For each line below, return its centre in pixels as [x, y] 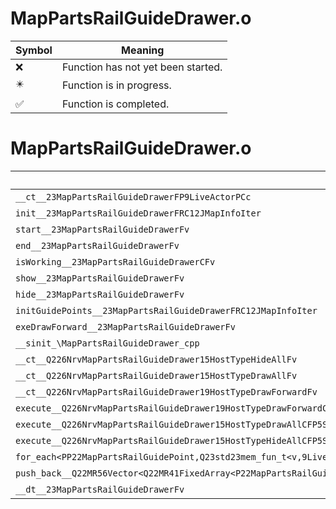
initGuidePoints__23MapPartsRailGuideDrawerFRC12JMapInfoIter [166, 310]
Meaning [143, 50]
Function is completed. [115, 104]
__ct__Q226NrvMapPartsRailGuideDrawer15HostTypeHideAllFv [156, 359]
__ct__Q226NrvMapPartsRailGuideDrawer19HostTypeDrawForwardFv [166, 391]
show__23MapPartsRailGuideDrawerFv [100, 278]
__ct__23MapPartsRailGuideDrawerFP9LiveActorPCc [133, 196]
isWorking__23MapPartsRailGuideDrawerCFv [115, 261]
